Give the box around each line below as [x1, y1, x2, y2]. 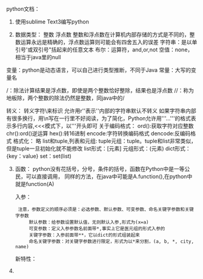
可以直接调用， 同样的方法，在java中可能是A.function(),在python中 [25, 173, 193, 180]
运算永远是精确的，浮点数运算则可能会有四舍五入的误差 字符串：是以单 [20, 39, 198, 45]
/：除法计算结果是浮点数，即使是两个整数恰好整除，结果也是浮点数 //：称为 [6, 87, 195, 94]
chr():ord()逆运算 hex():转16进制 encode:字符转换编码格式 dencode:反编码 [6, 130, 191, 137]
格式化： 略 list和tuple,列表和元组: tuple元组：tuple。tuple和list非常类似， [13, 138, 197, 144]
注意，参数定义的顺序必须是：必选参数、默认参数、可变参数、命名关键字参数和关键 [18, 207, 194, 213]
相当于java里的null [15, 54, 61, 60]
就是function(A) [15, 181, 55, 187]
